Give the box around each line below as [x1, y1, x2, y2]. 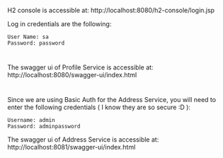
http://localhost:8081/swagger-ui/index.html [7, 143, 136, 152]
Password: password [7, 40, 65, 47]
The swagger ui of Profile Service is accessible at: [7, 63, 154, 72]
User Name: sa [7, 33, 50, 40]
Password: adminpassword [7, 123, 81, 130]
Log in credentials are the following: [7, 20, 112, 28]
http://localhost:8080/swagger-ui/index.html [7, 71, 137, 79]
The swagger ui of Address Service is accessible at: [7, 135, 159, 144]
